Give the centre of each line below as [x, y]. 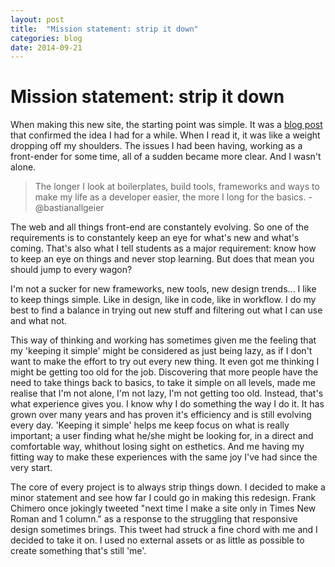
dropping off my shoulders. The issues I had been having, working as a [156, 146]
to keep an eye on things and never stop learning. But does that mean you [162, 259]
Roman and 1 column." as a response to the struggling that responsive [154, 519]
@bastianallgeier [69, 208]
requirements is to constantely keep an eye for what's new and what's [155, 238]
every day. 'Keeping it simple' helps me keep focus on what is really [150, 425]
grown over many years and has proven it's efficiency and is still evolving [161, 415]
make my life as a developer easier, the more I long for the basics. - [173, 197]
